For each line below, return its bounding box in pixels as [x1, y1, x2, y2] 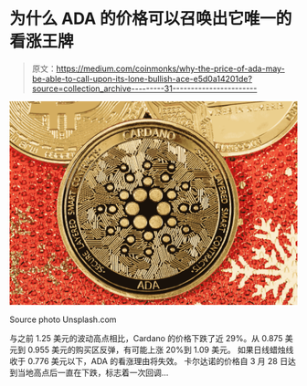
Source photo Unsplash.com [9, 314, 117, 325]
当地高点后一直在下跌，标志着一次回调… [16, 367, 169, 378]
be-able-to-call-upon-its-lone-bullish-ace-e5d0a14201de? [31, 73, 253, 84]
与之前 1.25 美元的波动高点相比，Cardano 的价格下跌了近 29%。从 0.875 [9, 332, 283, 343]
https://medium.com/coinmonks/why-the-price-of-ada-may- [56, 63, 285, 74]
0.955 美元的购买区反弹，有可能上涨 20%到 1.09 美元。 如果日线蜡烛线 [26, 344, 294, 355]
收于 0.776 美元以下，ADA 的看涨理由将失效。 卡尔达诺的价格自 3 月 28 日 [9, 355, 289, 366]
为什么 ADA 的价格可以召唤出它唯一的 [9, 8, 292, 29]
